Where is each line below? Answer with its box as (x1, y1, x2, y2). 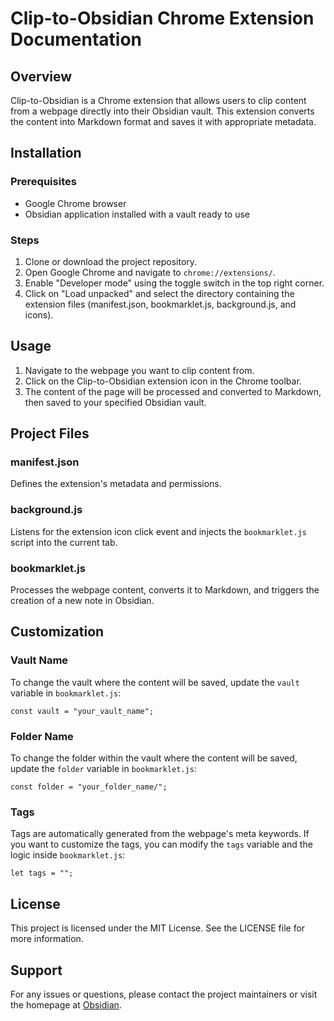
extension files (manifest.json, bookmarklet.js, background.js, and (24, 298, 297, 310)
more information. (10, 933, 84, 945)
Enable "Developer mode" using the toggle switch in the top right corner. (24, 277, 325, 289)
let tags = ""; (10, 868, 74, 879)
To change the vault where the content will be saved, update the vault (10, 676, 300, 688)
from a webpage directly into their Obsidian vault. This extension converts (10, 105, 315, 117)
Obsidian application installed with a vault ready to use (24, 208, 251, 220)
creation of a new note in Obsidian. (10, 595, 155, 607)
